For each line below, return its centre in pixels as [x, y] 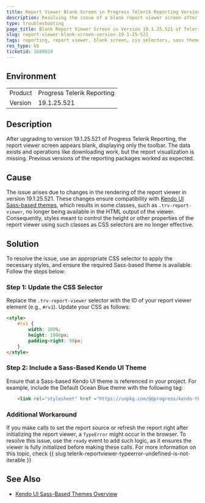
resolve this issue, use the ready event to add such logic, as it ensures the [99, 440]
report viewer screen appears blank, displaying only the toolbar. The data [99, 145]
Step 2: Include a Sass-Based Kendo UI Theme [77, 368]
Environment [31, 77]
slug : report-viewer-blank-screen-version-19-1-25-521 [77, 35]
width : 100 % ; [45, 330]
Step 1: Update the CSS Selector [55, 287]
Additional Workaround [42, 414]
